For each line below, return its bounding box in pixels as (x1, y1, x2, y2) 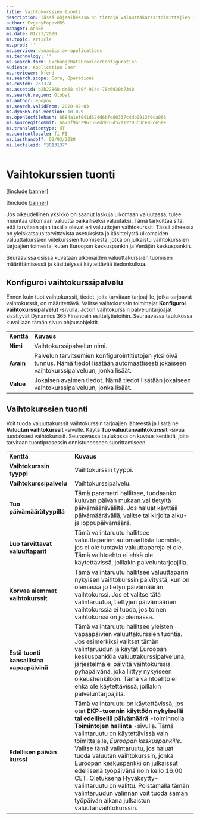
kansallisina (9, 656, 44, 665)
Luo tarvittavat (9, 540, 52, 548)
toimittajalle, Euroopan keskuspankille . (74, 737, 182, 745)
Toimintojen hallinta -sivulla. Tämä (74, 722, 174, 730)
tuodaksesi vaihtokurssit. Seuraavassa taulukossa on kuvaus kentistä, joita (6, 432, 189, 440)
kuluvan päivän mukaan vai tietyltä (74, 496, 171, 505)
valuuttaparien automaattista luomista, (74, 536, 182, 544)
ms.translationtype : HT (6, 125, 65, 131)
